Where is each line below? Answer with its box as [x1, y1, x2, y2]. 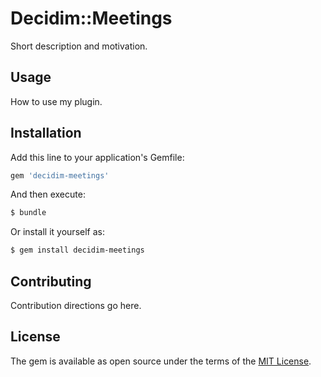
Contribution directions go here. [10, 300, 142, 311]
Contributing [10, 273, 92, 290]
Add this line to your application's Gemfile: [10, 151, 185, 163]
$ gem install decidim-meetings [10, 245, 145, 256]
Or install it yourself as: [10, 226, 105, 238]
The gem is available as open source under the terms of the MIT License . [10, 355, 312, 367]
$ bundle [10, 208, 47, 218]
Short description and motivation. [10, 40, 148, 52]
